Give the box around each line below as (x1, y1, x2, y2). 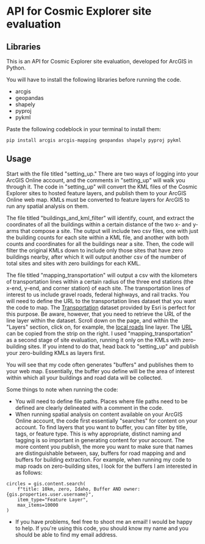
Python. (6, 64, 26, 71)
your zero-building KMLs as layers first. (6, 349, 106, 356)
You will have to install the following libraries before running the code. (6, 76, 182, 83)
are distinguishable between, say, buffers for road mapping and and (15, 449, 186, 457)
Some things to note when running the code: (6, 385, 118, 393)
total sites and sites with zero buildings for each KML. (6, 259, 141, 267)
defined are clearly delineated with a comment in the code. (15, 404, 164, 411)
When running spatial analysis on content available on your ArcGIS (15, 410, 183, 418)
